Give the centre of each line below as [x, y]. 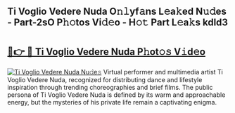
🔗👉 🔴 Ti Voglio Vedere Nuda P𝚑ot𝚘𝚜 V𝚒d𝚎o [107, 52]
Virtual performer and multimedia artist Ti [163, 72]
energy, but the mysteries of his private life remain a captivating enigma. [112, 102]
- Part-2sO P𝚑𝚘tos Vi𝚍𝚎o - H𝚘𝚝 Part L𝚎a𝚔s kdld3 [118, 23]
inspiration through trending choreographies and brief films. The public [110, 87]
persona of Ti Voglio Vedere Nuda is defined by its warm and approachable [116, 95]
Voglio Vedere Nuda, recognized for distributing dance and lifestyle [105, 80]
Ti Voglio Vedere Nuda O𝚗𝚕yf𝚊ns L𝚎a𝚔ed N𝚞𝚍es [117, 12]
